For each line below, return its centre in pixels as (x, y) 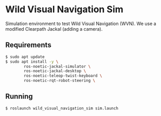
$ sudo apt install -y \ (32, 62)
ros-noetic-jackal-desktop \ (55, 71)
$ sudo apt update (25, 57)
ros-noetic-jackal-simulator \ (57, 66)
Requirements (28, 45)
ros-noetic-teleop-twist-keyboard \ (63, 76)
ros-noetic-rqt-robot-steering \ (60, 81)
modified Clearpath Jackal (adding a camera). (54, 29)
